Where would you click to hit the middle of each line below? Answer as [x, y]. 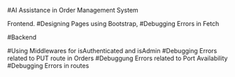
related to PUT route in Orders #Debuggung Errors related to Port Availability [117, 58]
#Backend [22, 37]
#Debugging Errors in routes [48, 65]
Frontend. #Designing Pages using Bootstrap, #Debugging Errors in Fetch [113, 23]
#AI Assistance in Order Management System [73, 10]
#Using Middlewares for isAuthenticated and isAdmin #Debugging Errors [112, 51]
